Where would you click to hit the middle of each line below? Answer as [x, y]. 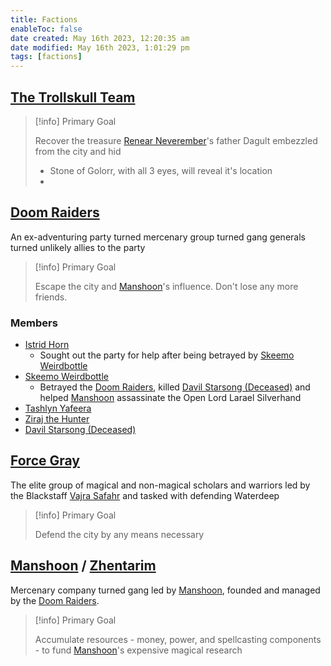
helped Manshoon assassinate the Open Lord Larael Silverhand [170, 398]
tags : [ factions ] [46, 57]
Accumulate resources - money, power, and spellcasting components [178, 639]
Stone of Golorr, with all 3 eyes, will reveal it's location [161, 170]
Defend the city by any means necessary [119, 534]
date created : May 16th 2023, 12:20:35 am [100, 38]
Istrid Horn [47, 345]
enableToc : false [46, 29]
